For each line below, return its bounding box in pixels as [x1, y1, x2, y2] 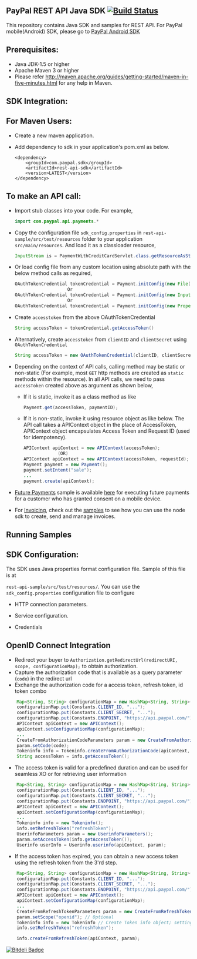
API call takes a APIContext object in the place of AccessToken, [23, 422, 177, 429]
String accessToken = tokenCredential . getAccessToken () [14, 325, 154, 331]
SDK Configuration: [6, 550, 79, 560]
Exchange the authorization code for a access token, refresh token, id [14, 681, 184, 688]
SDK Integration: [6, 97, 69, 107]
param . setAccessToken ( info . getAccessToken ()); [16, 837, 133, 842]
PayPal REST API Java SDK [6, 6, 106, 16]
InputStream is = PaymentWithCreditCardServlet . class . [14, 253, 152, 259]
